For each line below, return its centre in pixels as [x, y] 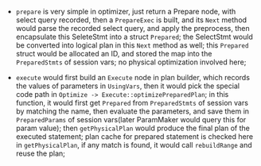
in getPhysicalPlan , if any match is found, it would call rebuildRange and [134, 145]
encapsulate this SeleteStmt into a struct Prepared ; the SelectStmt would [134, 37]
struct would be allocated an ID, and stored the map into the [114, 54]
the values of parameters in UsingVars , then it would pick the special [128, 86]
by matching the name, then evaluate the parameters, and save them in [132, 111]
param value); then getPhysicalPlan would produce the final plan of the [133, 128]
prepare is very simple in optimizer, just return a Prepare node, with [126, 12]
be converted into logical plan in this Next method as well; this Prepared [132, 45]
